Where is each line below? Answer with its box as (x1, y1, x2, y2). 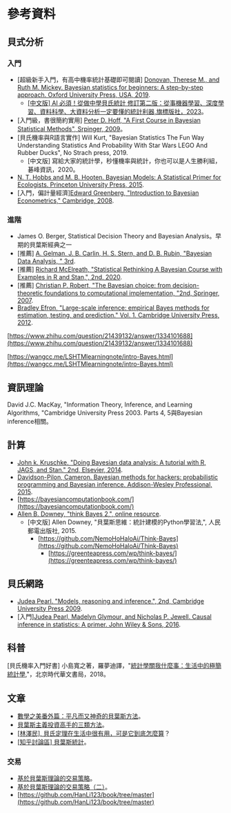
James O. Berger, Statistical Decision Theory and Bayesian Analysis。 (17, 232, 216, 241)
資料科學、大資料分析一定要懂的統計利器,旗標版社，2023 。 (39, 107, 208, 115)
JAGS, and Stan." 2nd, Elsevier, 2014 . (17, 465, 123, 474)
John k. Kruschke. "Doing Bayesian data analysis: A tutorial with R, (17, 458, 207, 467)
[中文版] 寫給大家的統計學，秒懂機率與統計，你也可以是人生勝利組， (27, 156, 221, 165)
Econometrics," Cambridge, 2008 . (17, 196, 114, 205)
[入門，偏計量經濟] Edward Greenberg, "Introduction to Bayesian (17, 188, 199, 197)
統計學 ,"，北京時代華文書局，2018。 (7, 670, 110, 678)
